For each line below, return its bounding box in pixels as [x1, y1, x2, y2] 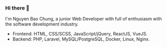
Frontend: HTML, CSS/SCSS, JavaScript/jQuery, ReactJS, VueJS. [12, 31, 148, 37]
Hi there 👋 [5, 4, 30, 11]
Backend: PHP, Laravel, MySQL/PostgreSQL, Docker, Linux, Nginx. [12, 36, 150, 42]
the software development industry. [5, 21, 79, 27]
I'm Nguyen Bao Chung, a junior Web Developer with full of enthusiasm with [5, 16, 162, 22]
